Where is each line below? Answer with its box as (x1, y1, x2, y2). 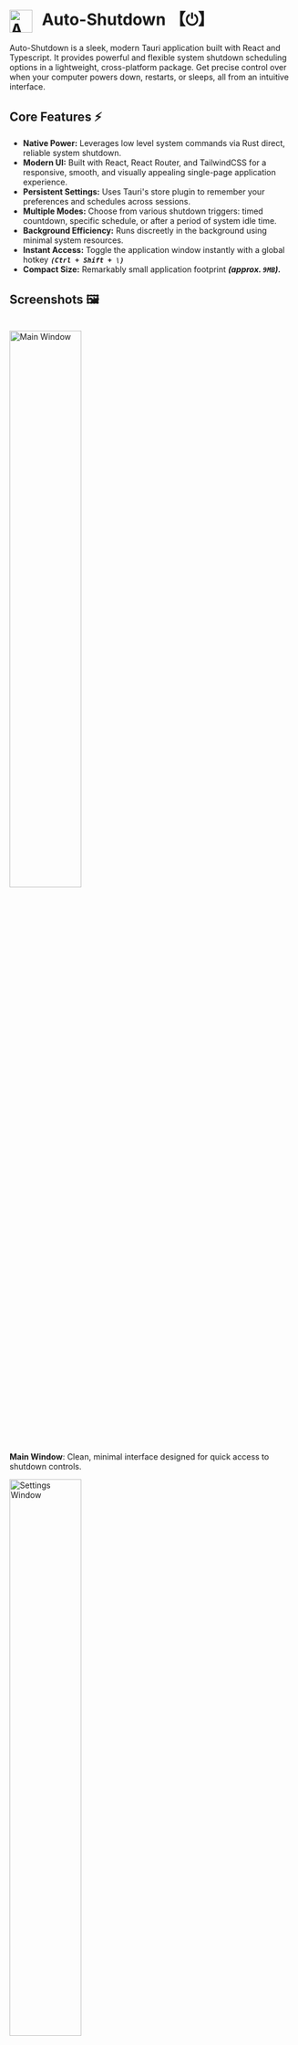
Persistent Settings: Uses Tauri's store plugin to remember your (22, 186, 265, 197)
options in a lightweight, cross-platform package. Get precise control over (9, 62, 287, 73)
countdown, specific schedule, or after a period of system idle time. (22, 216, 277, 227)
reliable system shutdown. (22, 148, 122, 159)
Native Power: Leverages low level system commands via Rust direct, (22, 138, 285, 149)
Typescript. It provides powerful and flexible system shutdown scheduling (9, 52, 287, 63)
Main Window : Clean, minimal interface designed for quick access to (9, 1450, 270, 1462)
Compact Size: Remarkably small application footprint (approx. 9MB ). (22, 264, 282, 275)
